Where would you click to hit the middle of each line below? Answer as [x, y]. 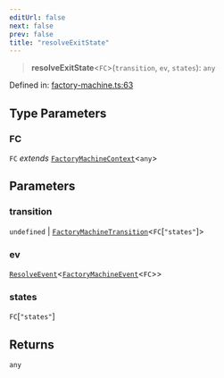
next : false [31, 26]
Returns [32, 344]
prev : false [31, 34]
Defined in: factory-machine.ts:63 [71, 85]
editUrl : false [37, 17]
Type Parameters [58, 113]
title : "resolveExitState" [59, 42]
